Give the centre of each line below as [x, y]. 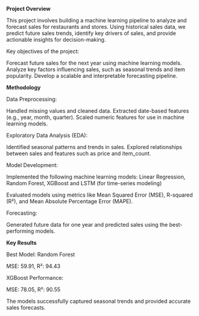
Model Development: [32, 165]
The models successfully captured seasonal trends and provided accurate [99, 301]
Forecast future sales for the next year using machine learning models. [94, 63]
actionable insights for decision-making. [56, 39]
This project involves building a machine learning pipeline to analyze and [96, 20]
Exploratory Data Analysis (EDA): [47, 135]
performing [20, 231]
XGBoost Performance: [35, 278]
